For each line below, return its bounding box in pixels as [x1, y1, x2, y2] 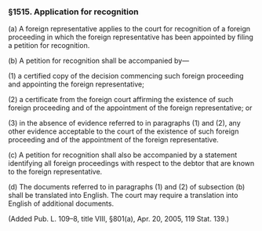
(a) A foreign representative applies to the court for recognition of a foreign [8, 24, 251, 34]
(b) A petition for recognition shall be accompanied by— [8, 56, 190, 65]
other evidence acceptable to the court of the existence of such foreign [8, 126, 239, 136]
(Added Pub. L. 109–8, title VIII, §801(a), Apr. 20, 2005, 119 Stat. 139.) [8, 214, 230, 224]
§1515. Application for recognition [8, 6, 139, 17]
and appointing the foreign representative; [8, 79, 145, 89]
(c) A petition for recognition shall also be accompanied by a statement [8, 150, 238, 159]
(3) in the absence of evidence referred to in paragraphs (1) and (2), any [8, 119, 241, 128]
